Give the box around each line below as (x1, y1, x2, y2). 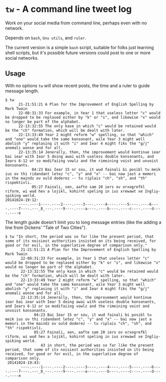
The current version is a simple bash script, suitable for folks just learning (5, 44, 154, 50)
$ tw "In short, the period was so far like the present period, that (5, 234, 154, 239)
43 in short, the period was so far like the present (40, 343, 154, 348)
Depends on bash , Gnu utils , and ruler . (5, 35, 87, 41)
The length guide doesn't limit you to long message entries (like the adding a (5, 219, 162, 225)
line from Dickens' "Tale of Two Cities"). (5, 225, 87, 230)
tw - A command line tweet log (5, 3, 132, 15)
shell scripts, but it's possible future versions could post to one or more (5, 50, 151, 56)
